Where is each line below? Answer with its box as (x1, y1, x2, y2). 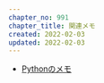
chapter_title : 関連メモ (8, 21, 96, 30)
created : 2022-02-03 (8, 29, 86, 38)
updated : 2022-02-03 (8, 37, 86, 47)
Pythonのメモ (21, 63, 73, 74)
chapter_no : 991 (8, 12, 69, 22)
